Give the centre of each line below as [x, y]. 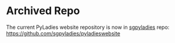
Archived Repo [43, 11]
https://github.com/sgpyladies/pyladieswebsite [63, 33]
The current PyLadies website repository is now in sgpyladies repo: [88, 27]
